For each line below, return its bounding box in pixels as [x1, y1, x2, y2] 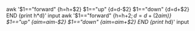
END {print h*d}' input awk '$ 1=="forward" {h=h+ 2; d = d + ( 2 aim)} [6, 12, 172, 19]
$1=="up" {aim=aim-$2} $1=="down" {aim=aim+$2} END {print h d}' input [6, 18, 190, 25]
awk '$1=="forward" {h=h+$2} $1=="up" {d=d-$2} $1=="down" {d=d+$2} [6, 6, 190, 13]
